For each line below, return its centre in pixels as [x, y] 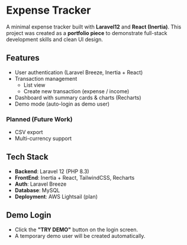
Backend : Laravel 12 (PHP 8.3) [52, 171]
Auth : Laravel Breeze [41, 184]
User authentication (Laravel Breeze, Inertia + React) [79, 72]
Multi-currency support [43, 139]
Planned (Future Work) [39, 119]
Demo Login [29, 215]
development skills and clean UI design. [55, 39]
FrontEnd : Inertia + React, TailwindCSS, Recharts [75, 177]
